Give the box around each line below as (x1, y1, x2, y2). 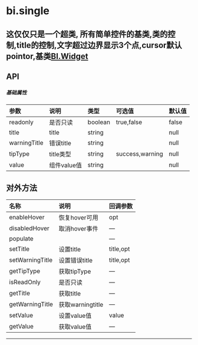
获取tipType (58, 267, 91, 275)
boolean (87, 118, 111, 126)
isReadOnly (9, 278, 41, 286)
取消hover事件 (58, 224, 98, 232)
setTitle (9, 245, 30, 253)
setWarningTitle (9, 255, 53, 264)
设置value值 (58, 311, 92, 320)
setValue (9, 311, 34, 319)
